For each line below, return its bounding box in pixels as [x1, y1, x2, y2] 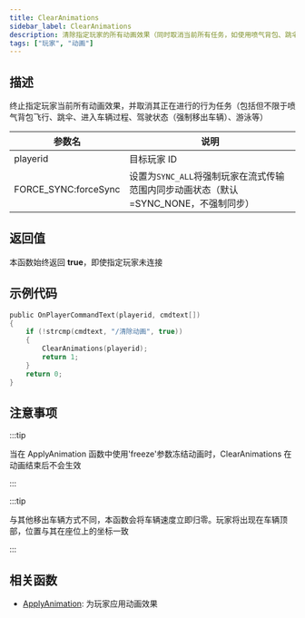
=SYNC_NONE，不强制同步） [128, 197, 255, 210]
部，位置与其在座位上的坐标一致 [9, 525, 129, 536]
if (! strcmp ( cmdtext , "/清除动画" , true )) [25, 328, 183, 337]
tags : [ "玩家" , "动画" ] [9, 38, 93, 48]
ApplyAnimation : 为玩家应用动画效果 [22, 598, 159, 609]
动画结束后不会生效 [9, 460, 82, 471]
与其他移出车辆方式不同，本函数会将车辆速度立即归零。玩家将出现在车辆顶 [9, 515, 288, 525]
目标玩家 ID [128, 153, 178, 166]
